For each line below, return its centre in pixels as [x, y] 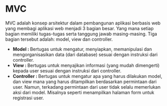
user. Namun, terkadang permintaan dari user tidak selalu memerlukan [87, 87]
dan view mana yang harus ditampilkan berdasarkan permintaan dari [85, 82]
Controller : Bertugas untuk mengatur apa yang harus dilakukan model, [87, 76]
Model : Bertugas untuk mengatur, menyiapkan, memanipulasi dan [82, 49]
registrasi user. [28, 98]
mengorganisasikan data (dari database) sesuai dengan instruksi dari [85, 55]
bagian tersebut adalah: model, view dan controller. [59, 39]
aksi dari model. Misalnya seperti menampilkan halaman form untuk [83, 92]
